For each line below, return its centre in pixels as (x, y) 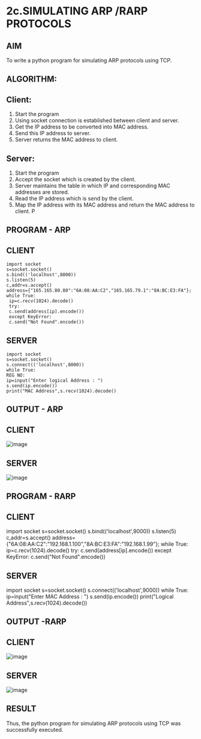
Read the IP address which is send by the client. (74, 199)
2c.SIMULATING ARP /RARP (77, 11)
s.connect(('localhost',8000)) (45, 365)
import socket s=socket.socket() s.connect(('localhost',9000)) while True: (97, 590)
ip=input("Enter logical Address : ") (55, 381)
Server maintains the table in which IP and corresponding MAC (92, 186)
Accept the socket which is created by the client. (75, 179)
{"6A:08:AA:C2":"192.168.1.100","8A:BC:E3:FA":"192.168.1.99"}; (83, 544)
